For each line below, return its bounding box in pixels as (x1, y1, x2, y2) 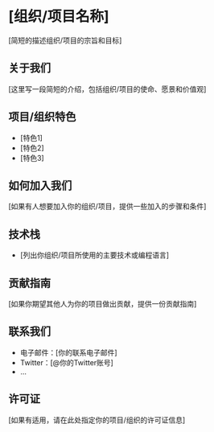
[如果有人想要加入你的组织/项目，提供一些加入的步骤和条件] (8, 202, 207, 212)
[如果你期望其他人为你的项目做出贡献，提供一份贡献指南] (8, 299, 197, 308)
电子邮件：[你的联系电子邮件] (19, 348, 118, 357)
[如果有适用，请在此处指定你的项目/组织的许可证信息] (8, 415, 186, 425)
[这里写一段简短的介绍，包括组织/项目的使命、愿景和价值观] (8, 84, 207, 93)
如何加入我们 (8, 179, 72, 192)
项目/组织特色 (8, 110, 76, 124)
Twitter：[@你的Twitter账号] (19, 357, 114, 367)
